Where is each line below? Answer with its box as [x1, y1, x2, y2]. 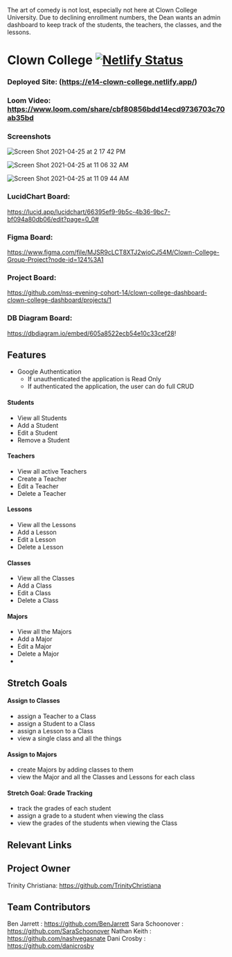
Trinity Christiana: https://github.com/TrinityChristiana [7, 881, 161, 890]
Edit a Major [17, 642, 52, 651]
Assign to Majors [7, 750, 57, 758]
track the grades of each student [17, 804, 111, 813]
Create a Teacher [17, 474, 67, 483]
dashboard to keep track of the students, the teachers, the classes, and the [7, 21, 222, 28]
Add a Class [17, 581, 52, 590]
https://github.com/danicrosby [7, 942, 95, 950]
